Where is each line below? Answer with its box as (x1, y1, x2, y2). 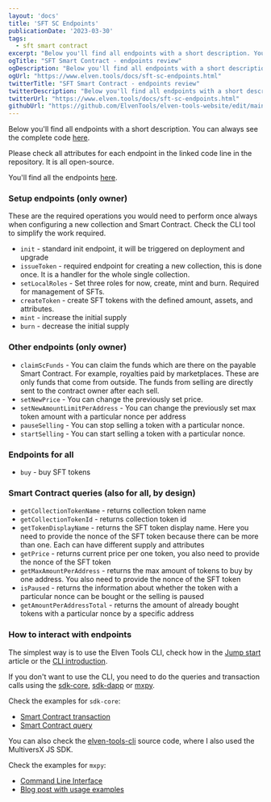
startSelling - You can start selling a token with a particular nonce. (19, 428, 246, 438)
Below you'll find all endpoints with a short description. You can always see (8, 125, 258, 134)
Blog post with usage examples (19, 784, 125, 794)
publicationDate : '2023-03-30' (8, 27, 114, 35)
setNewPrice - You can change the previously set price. (19, 394, 203, 404)
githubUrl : (8, 102, 45, 110)
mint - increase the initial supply (19, 313, 127, 323)
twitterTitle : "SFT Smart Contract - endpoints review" (8, 79, 200, 87)
